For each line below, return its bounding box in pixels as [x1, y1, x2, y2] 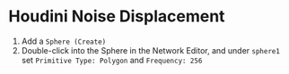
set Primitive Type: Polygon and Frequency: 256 [21, 54, 203, 65]
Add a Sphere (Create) [21, 36, 107, 46]
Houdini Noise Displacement [8, 6, 225, 27]
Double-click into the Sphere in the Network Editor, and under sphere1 [21, 45, 280, 55]
